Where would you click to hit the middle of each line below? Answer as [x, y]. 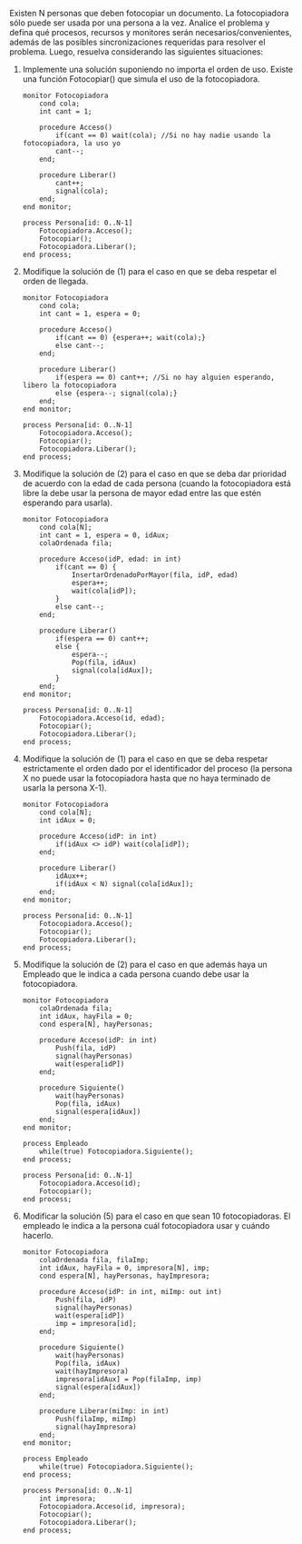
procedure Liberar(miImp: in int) [104, 1411]
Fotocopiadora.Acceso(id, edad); [102, 718]
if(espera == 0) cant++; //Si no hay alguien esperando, [165, 377]
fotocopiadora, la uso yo [71, 144]
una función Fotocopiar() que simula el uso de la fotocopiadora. [141, 79]
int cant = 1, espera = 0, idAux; [104, 535]
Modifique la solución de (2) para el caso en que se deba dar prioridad [155, 473]
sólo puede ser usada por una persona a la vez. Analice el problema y [140, 23]
